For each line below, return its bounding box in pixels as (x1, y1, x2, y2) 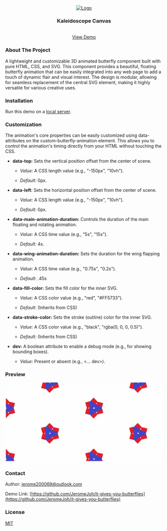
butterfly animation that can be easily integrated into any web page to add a (5, 69, 161, 75)
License (5, 509, 25, 516)
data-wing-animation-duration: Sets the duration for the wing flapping (12, 251, 160, 257)
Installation (5, 97, 33, 104)
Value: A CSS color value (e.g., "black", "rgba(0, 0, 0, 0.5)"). (19, 324, 143, 330)
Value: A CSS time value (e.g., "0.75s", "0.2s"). (19, 266, 116, 272)
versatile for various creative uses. (5, 85, 76, 91)
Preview (5, 371, 25, 378)
